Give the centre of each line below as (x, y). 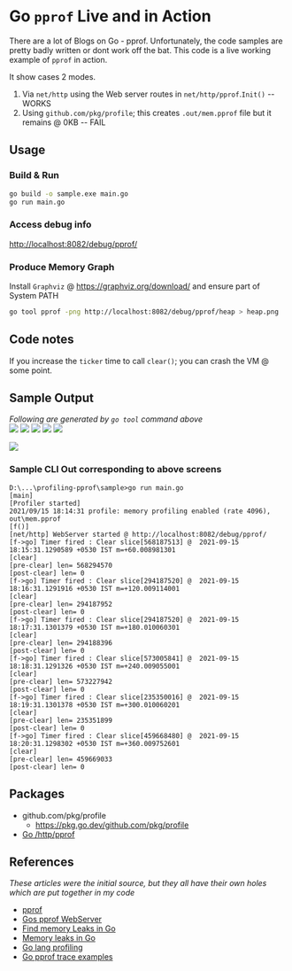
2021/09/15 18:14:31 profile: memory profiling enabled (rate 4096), (140, 511)
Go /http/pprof (48, 834)
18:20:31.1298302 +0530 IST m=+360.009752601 (94, 743)
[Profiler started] (45, 503)
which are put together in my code (72, 893)
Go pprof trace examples (67, 957)
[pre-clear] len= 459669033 (61, 759)
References (42, 862)
